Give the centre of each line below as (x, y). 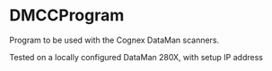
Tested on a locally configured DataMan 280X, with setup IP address (136, 57)
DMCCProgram (67, 16)
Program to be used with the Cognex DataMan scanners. (114, 40)
